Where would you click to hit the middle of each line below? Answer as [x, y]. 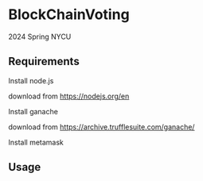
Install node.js [31, 80]
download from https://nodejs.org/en [69, 96]
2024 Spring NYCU [40, 37]
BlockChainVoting [69, 15]
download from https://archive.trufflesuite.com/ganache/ [101, 127]
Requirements [44, 62]
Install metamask [36, 142]
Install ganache [33, 111]
